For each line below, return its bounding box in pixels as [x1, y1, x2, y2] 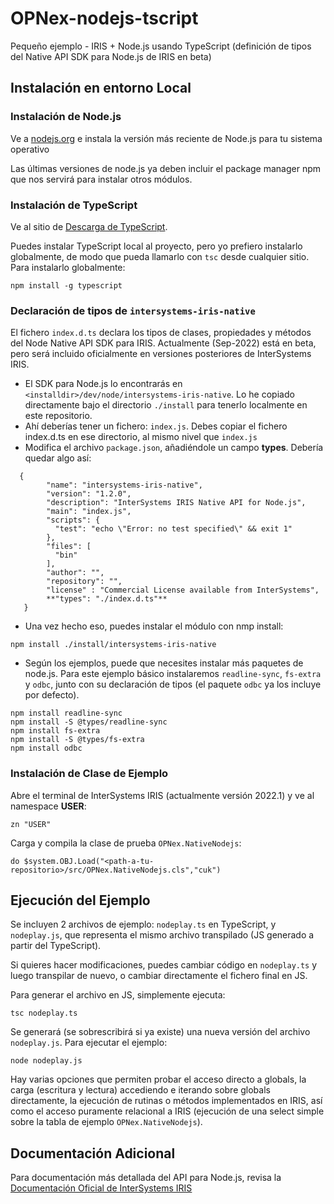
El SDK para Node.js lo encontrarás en [24, 378, 183, 390]
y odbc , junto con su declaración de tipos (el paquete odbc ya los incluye [24, 678, 322, 691]
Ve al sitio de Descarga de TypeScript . [10, 220, 168, 232]
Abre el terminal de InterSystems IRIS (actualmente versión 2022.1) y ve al [10, 789, 315, 801]
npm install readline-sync [10, 708, 123, 719]
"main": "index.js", [46, 507, 132, 517]
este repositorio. [24, 410, 93, 422]
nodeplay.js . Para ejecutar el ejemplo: [10, 1037, 168, 1049]
